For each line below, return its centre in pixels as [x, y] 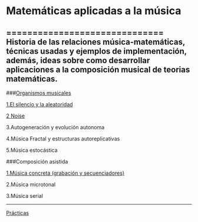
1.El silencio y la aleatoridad [39, 104]
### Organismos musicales [39, 93]
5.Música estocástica [32, 150]
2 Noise [16, 116]
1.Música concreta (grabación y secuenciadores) [65, 173]
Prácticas [18, 213]
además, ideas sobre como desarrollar [78, 60]
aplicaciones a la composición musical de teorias [98, 69]
